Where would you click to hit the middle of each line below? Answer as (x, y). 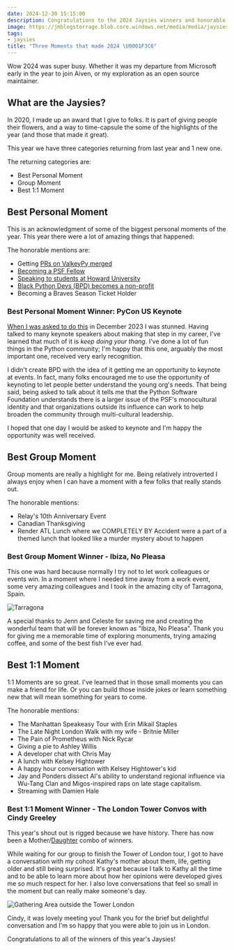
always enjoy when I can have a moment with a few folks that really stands (114, 481)
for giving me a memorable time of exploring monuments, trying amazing (112, 636)
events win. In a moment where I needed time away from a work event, (109, 579)
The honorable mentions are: (49, 250)
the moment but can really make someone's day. (77, 891)
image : (17, 27)
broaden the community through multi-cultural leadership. (91, 414)
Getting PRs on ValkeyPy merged (65, 264)
